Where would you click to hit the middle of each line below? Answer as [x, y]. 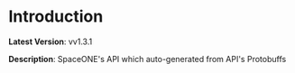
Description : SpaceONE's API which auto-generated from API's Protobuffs [147, 59]
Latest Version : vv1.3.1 [51, 41]
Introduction [56, 17]
